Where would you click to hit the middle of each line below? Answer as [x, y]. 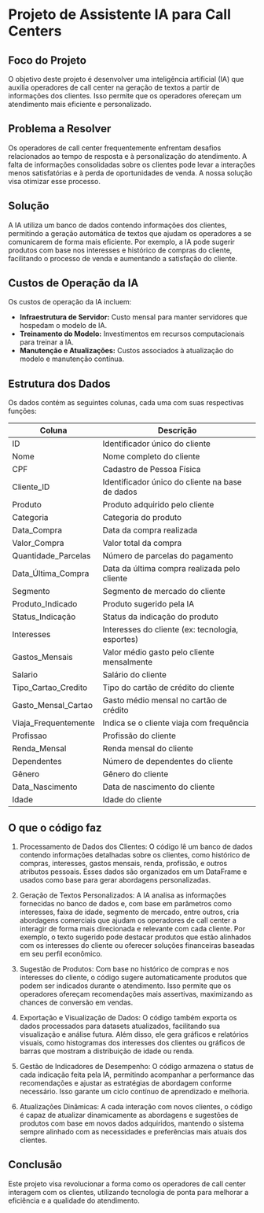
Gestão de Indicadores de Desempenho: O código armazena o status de [136, 1067]
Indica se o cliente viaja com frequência [176, 723]
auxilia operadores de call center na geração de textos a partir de [114, 87]
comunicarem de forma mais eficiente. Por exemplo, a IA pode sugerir [122, 241]
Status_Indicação [44, 617]
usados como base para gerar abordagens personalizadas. [115, 880]
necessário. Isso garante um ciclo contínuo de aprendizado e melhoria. [134, 1092]
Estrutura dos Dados [60, 383]
